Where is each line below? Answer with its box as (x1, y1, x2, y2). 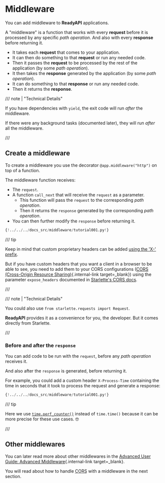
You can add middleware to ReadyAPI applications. (5, 20, 109, 26)
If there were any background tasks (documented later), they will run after (5, 120, 155, 126)
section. (5, 473, 22, 479)
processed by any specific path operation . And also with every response (5, 35, 154, 40)
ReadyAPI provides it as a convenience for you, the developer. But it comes (5, 315, 159, 321)
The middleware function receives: (5, 177, 76, 183)
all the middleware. (5, 125, 44, 131)
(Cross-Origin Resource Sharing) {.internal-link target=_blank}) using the (5, 271, 152, 277)
